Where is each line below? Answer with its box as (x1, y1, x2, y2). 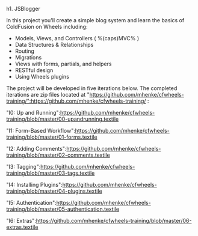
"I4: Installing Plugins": (6, 181, 63, 188)
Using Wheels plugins (14, 73, 69, 80)
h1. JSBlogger (6, 5, 40, 12)
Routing (14, 47, 35, 55)
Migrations (14, 54, 42, 61)
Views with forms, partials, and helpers (14, 60, 112, 67)
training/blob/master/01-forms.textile (6, 133, 97, 141)
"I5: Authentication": (6, 199, 57, 206)
